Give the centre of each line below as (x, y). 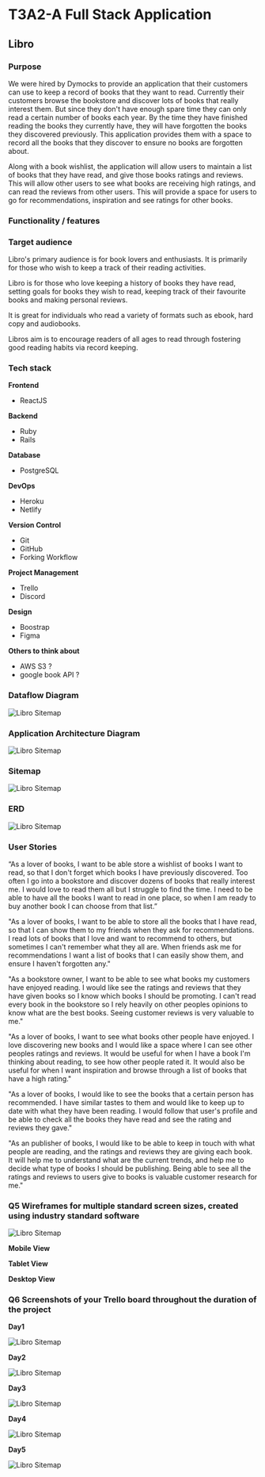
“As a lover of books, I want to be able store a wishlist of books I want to (126, 864)
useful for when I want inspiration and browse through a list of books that (128, 1070)
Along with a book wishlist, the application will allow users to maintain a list (130, 166)
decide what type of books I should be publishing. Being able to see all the (130, 1168)
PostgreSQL (39, 470)
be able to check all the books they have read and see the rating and (120, 1119)
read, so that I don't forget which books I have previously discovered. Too (128, 872)
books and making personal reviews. (68, 300)
